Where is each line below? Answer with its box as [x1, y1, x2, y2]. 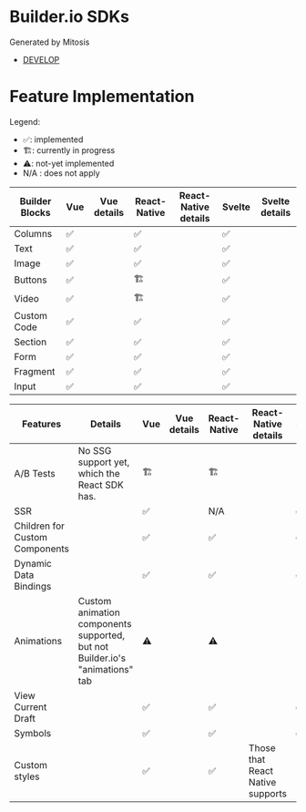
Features [22, 417, 62, 430]
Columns [14, 227, 53, 240]
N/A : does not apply [22, 167, 100, 179]
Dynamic [14, 557, 53, 570]
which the [77, 467, 120, 479]
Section [14, 335, 47, 348]
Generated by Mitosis [9, 36, 90, 47]
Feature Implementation [9, 87, 195, 107]
